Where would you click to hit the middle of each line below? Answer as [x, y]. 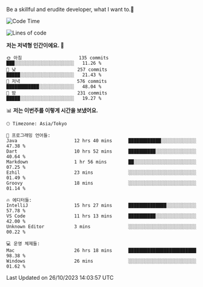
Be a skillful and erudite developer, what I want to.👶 [70, 9]
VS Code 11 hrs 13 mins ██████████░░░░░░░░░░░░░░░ [101, 216]
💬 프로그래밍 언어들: [28, 136]
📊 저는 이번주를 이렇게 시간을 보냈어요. [52, 110]
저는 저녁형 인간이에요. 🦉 [35, 45]
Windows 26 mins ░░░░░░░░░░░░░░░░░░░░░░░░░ [101, 261]
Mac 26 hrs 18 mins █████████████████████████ [101, 251]
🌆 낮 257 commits [57, 70]
